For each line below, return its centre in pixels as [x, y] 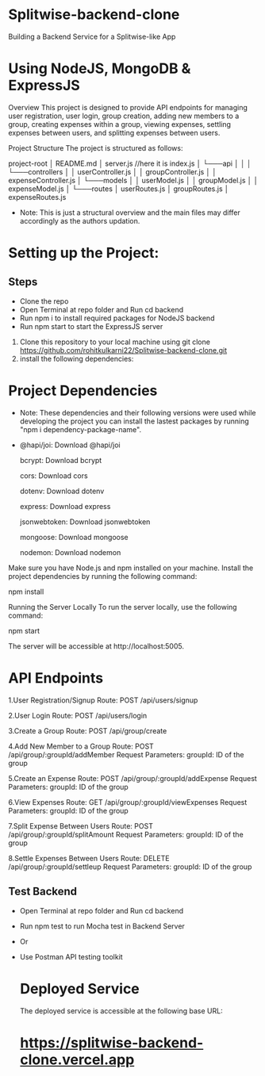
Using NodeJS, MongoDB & [100, 69]
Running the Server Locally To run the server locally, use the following [123, 607]
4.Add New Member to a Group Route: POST [81, 746]
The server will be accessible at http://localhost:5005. [96, 646]
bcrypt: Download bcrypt [61, 460]
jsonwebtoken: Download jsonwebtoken [85, 522]
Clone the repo [44, 301]
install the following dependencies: [77, 358]
